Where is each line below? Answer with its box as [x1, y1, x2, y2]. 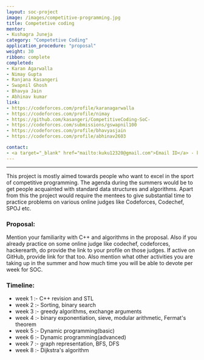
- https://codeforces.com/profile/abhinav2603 [6, 133, 126, 140]
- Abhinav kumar [6, 94, 47, 100]
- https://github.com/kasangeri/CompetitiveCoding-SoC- [6, 116, 151, 122]
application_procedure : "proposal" [6, 43, 97, 49]
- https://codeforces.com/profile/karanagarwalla [6, 105, 135, 111]
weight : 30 [6, 49, 34, 55]
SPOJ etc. [6, 204, 32, 212]
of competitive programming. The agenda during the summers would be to [6, 179, 193, 186]
